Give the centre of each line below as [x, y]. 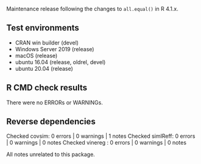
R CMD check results [47, 88]
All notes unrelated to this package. [51, 154]
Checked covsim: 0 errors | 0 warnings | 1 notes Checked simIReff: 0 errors [101, 136]
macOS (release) [36, 55]
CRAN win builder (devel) [47, 43]
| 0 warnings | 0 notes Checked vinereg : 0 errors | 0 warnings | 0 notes [97, 143]
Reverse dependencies [51, 122]
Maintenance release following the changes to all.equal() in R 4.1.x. [92, 9]
